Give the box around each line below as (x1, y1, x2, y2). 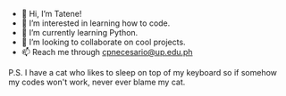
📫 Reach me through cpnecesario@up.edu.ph (21, 47, 193, 57)
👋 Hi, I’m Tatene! (21, 9, 82, 19)
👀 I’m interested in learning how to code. (21, 18, 171, 28)
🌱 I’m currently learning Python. (21, 28, 139, 37)
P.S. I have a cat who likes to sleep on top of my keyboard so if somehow (8, 68, 278, 77)
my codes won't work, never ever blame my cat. (8, 76, 186, 87)
